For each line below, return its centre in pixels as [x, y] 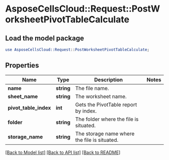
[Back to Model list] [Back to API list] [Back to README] [63, 152]
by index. [86, 111]
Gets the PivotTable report [106, 104]
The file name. [92, 88]
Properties [22, 65]
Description [109, 80]
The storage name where [105, 133]
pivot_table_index [29, 108]
